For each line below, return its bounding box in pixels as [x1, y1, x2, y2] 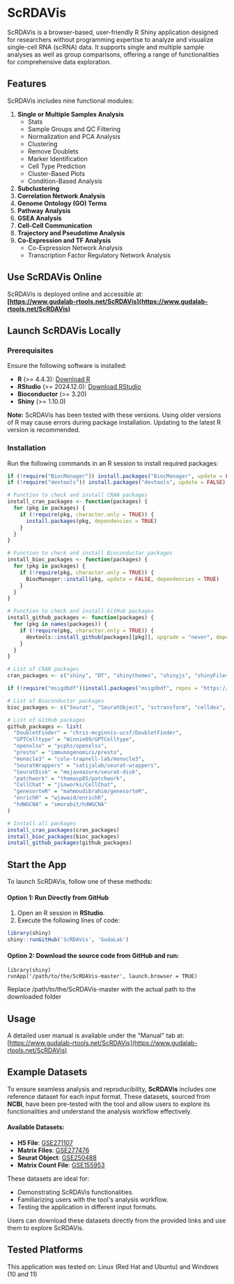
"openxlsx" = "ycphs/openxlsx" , [13, 742, 108, 750]
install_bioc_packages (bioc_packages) [7, 833, 120, 840]
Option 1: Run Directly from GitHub [7, 893, 109, 901]
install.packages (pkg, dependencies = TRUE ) [25, 517, 157, 524]
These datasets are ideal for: [7, 1174, 90, 1183]
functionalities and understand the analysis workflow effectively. [7, 1107, 192, 1115]
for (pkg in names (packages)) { [13, 621, 108, 628]
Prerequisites [7, 346, 54, 355]
